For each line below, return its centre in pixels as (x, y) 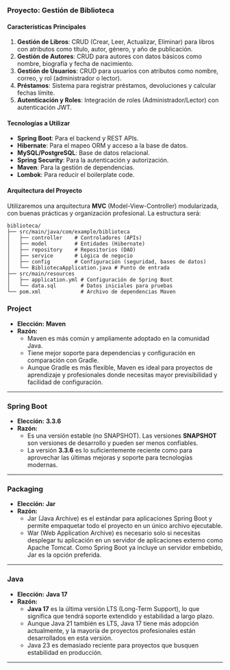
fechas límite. (36, 93)
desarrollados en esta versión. (70, 638)
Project (20, 309)
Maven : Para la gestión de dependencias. (76, 167)
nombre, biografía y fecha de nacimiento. (75, 64)
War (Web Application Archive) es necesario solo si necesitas (114, 533)
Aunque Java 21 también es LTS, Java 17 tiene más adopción (113, 623)
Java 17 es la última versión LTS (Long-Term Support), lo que (113, 608)
